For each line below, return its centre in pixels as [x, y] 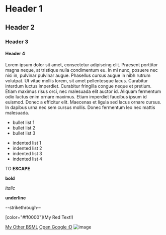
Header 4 [15, 54]
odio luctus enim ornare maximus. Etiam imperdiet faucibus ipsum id [76, 96]
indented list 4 [27, 159]
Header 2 [20, 27]
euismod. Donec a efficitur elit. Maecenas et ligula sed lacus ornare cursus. [83, 102]
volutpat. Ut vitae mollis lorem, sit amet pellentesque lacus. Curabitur [77, 80]
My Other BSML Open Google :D [39, 227]
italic [10, 188]
